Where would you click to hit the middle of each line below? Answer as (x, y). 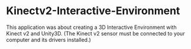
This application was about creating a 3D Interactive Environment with (91, 27)
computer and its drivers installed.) (49, 40)
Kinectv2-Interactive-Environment (93, 11)
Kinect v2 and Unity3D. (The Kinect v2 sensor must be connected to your (96, 33)
